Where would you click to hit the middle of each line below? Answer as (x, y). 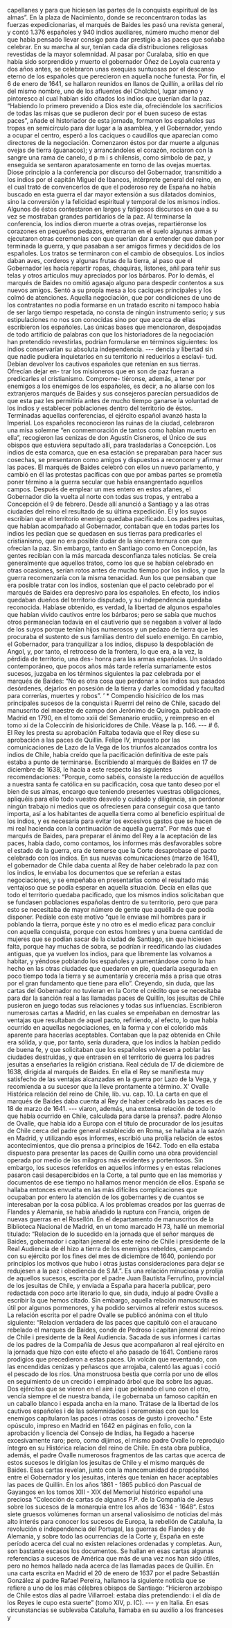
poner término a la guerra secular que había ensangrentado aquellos (105, 482)
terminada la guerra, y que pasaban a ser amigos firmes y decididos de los (114, 246)
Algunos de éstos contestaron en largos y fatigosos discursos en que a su (113, 209)
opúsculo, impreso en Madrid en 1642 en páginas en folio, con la (99, 1426)
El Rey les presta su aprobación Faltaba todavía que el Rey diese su (103, 732)
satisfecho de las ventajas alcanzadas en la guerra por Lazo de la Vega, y (112, 1079)
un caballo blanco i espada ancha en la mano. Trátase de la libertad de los (113, 1404)
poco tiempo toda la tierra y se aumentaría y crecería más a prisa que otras (114, 976)
